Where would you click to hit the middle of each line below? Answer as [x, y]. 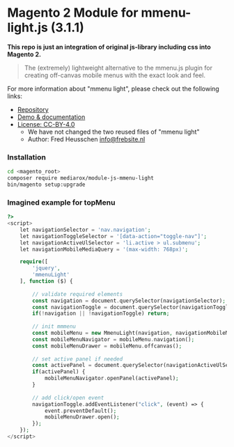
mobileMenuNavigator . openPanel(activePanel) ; [111, 378]
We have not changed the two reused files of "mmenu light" [114, 132]
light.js [28, 28]
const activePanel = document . [78, 366]
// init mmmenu [54, 327]
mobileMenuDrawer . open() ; [82, 417]
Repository [33, 109]
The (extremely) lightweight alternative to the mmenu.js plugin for [118, 68]
